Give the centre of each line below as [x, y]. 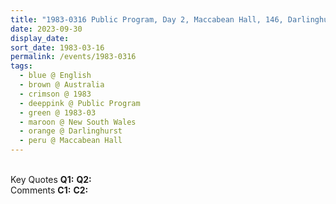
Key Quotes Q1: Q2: [51, 179]
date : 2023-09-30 [46, 29]
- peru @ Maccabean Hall [71, 141]
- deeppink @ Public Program [80, 103]
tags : [21, 66]
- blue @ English [55, 76]
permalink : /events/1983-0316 [73, 57]
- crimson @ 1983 [55, 94]
